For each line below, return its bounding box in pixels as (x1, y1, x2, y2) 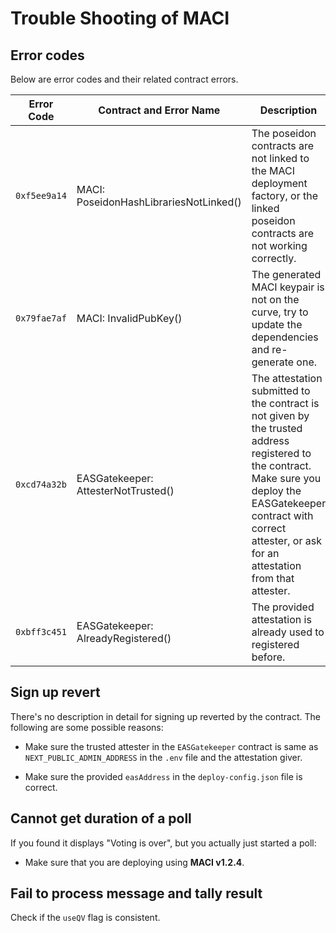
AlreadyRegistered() (76, 632, 172, 645)
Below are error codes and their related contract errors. (10, 73, 239, 85)
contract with (251, 509, 314, 522)
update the (251, 318, 303, 331)
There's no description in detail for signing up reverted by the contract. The (10, 710, 321, 722)
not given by (251, 409, 310, 422)
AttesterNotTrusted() (76, 484, 175, 497)
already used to (251, 625, 325, 639)
